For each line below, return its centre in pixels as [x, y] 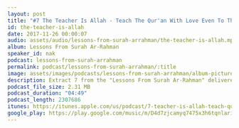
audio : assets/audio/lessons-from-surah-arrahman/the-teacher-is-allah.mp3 [122, 41]
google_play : [27, 113]
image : [17, 73]
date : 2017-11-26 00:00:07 [47, 34]
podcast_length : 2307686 [44, 100]
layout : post [27, 14]
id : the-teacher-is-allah [46, 27]
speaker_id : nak [31, 54]
